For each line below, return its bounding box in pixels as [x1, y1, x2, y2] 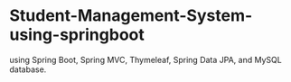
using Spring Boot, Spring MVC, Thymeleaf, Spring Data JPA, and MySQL [9, 54, 282, 65]
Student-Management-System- [9, 5, 253, 26]
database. [9, 64, 47, 75]
